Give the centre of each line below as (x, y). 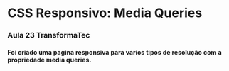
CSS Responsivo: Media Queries (105, 13)
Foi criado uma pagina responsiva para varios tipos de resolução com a (114, 52)
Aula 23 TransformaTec (49, 35)
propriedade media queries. (49, 60)
